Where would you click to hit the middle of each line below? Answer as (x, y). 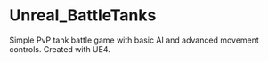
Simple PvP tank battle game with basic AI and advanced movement (134, 40)
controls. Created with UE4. (60, 49)
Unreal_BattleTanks (83, 15)
